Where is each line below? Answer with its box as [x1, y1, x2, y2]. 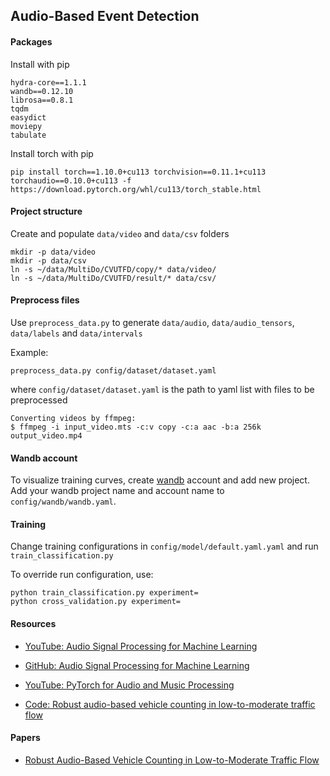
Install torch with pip [10, 147, 94, 159]
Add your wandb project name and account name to [10, 485, 225, 497]
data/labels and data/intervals [10, 327, 143, 339]
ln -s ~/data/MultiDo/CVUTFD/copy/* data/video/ [10, 264, 217, 274]
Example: [10, 347, 49, 358]
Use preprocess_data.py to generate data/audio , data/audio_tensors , [10, 317, 295, 328]
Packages [10, 35, 53, 48]
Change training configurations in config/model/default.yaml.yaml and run [10, 540, 319, 553]
